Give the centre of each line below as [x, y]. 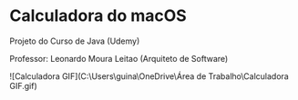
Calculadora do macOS [98, 16]
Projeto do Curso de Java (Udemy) [75, 41]
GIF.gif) [24, 85]
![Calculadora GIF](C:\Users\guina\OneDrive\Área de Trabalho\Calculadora [149, 76]
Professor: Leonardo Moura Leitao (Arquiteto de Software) [119, 58]
